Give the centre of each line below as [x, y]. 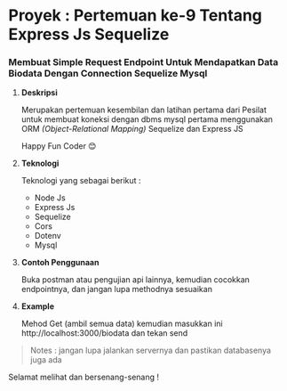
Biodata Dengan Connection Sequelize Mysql [108, 74]
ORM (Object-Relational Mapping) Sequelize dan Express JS [132, 129]
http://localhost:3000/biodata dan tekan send [104, 333]
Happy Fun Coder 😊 [59, 146]
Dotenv [48, 236]
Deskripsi [40, 93]
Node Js [50, 198]
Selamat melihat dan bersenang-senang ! [84, 377]
